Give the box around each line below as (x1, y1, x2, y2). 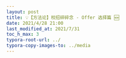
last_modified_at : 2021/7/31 (6, 25, 80, 32)
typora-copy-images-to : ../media (6, 43, 91, 49)
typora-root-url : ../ (6, 37, 61, 43)
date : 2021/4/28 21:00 (6, 20, 64, 26)
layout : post (6, 8, 39, 15)
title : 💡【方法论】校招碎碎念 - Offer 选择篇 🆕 (6, 14, 119, 21)
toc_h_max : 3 (6, 31, 39, 37)
